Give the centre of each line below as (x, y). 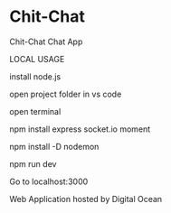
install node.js (35, 76)
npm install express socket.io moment (80, 129)
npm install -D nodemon (54, 146)
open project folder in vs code (66, 94)
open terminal (35, 111)
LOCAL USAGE (37, 59)
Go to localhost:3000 (49, 181)
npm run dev (33, 163)
